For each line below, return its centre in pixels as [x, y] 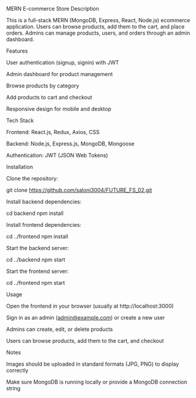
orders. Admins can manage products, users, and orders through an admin [98, 33]
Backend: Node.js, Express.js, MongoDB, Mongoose [70, 144]
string [13, 388]
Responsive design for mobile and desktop [59, 109]
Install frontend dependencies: [44, 225]
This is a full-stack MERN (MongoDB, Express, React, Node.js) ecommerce [98, 20]
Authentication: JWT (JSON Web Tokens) [57, 155]
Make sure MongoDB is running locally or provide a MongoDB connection [97, 382]
